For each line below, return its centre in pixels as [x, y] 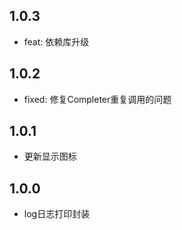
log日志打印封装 [57, 214]
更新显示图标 [50, 156]
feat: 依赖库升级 [56, 41]
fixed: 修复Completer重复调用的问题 [97, 99]
